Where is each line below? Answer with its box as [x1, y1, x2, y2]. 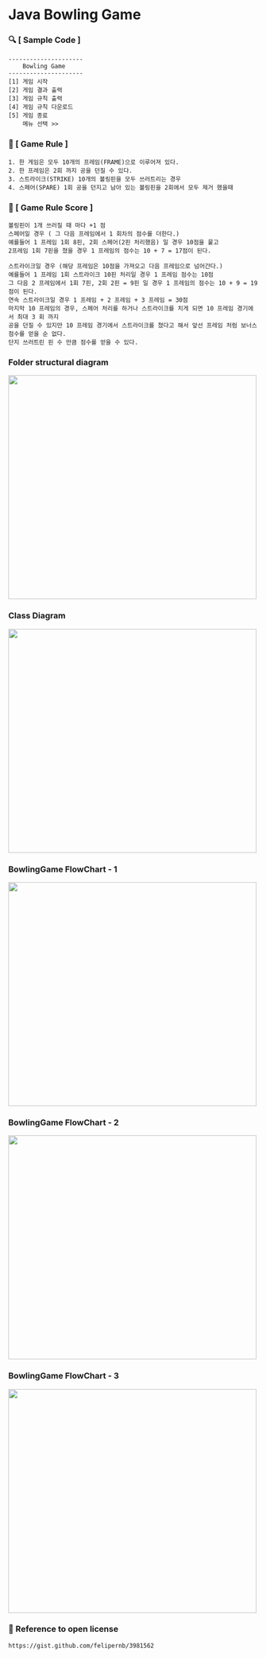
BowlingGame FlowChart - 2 [8, 1117, 119, 1128]
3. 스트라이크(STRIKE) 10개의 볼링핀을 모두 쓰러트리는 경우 [8, 175, 181, 183]
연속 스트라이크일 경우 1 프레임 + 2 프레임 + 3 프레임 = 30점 [8, 296, 188, 304]
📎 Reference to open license [8, 1624, 119, 1635]
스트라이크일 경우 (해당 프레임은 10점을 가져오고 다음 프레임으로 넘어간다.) [8, 263, 224, 271]
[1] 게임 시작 [8, 78, 48, 86]
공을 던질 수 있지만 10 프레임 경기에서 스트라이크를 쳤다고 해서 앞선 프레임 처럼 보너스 [8, 322, 258, 330]
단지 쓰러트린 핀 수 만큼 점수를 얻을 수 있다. [8, 338, 139, 347]
